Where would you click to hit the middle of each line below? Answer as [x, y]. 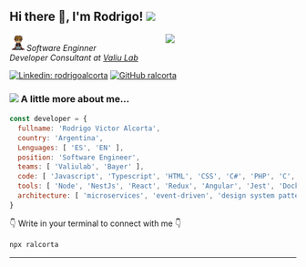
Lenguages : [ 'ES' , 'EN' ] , [71, 148]
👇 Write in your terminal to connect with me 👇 [96, 223]
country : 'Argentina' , [61, 138]
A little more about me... [75, 98]
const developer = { [49, 119]
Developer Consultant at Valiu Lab [74, 57]
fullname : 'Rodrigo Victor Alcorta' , [89, 128]
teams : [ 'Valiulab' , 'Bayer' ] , [81, 167]
